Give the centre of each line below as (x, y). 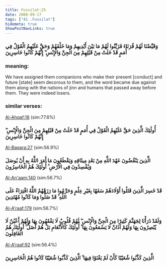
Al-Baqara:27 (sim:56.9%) (32, 147)
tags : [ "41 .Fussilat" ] (30, 19)
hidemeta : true (21, 24)
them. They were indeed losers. (38, 93)
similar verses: (24, 106)
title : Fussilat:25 (26, 10)
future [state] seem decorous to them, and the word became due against (80, 82)
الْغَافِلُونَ (14, 234)
